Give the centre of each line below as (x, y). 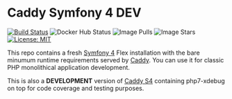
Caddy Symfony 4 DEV (74, 13)
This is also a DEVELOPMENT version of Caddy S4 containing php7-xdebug (116, 80)
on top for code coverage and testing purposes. (76, 88)
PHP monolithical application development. (69, 67)
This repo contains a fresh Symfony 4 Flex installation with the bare (103, 53)
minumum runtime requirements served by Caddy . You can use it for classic (116, 60)
